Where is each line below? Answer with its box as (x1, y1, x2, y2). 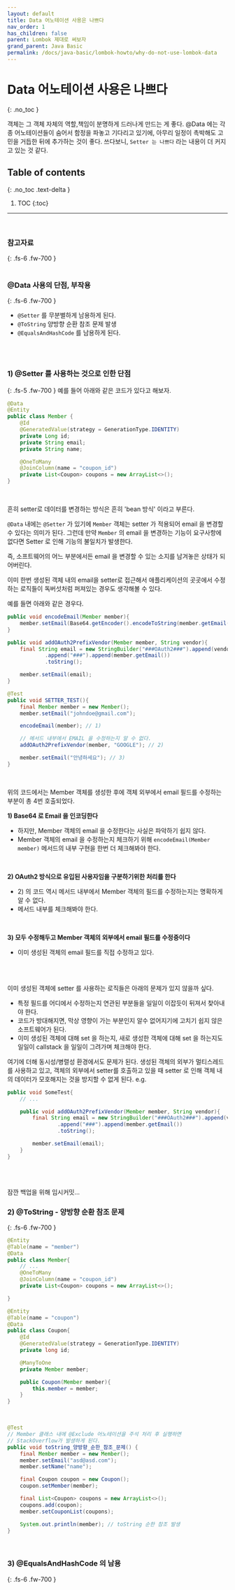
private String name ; (20, 445, 83, 452)
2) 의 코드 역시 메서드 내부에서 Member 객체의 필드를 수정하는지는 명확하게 (17, 887, 223, 895)
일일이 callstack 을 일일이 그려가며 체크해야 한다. (17, 1042, 152, 1051)
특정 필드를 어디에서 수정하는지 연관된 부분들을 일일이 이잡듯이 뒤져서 (17, 998, 206, 1007)
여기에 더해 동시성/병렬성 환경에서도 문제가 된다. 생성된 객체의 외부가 (7, 1057, 194, 1066)
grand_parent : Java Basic (7, 43, 83, 50)
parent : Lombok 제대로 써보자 (7, 36, 87, 43)
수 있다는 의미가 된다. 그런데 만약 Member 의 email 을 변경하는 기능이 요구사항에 (7, 529, 222, 537)
